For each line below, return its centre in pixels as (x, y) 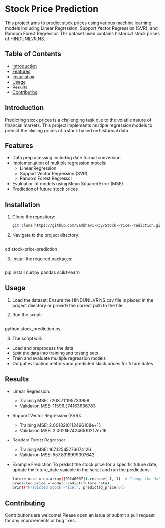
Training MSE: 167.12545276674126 (55, 449)
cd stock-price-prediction (31, 249)
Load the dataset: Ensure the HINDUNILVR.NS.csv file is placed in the (83, 300)
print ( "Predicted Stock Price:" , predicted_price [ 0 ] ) (68, 488)
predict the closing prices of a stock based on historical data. (67, 130)
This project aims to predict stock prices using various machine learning (78, 23)
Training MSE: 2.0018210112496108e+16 (60, 425)
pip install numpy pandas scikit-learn (43, 272)
